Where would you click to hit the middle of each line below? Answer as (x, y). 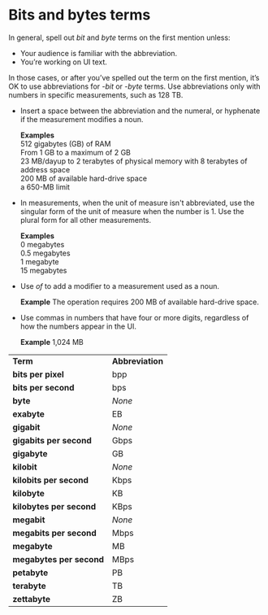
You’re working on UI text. (64, 62)
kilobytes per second (54, 506)
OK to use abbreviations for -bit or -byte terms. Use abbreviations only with (135, 86)
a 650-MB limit (45, 187)
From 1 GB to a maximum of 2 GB (76, 152)
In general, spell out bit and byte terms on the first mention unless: (119, 37)
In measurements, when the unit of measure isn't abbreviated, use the (137, 203)
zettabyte (32, 599)
